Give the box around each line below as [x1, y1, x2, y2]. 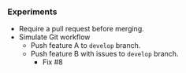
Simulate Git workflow [18, 32, 91, 42]
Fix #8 [42, 57, 64, 67]
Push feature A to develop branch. [30, 41, 141, 50]
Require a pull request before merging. [18, 24, 144, 34]
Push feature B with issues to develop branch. [30, 49, 179, 59]
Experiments [7, 6, 58, 17]
